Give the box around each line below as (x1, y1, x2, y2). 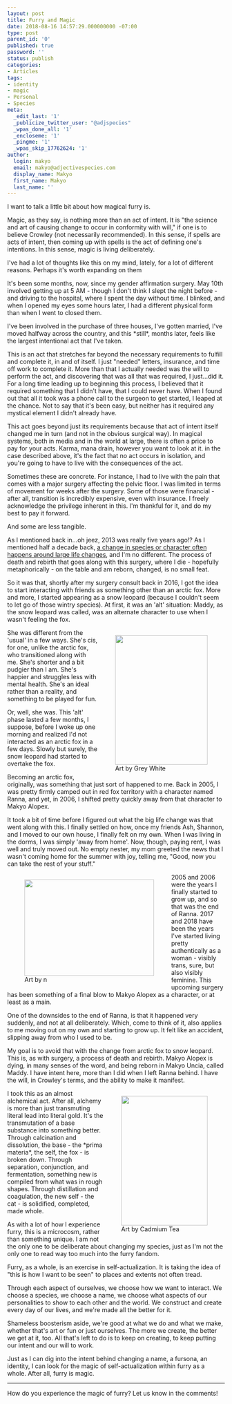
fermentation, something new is (7, 1170, 97, 1179)
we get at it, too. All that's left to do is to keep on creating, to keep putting (7, 1334, 216, 1343)
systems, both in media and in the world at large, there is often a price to (7, 437, 213, 446)
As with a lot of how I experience (7, 1220, 101, 1228)
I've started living (171, 932, 221, 940)
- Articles (7, 68, 39, 75)
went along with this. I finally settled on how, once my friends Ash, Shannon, (7, 823, 224, 831)
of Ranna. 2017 (171, 910, 214, 918)
